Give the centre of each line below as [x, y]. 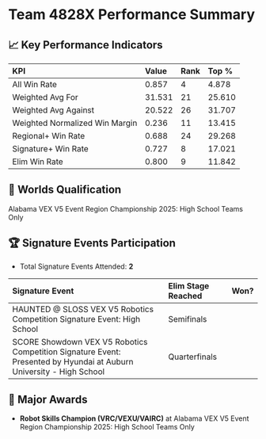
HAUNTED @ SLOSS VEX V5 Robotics [83, 309]
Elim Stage [189, 285]
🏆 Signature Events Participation [92, 243]
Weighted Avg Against [53, 110]
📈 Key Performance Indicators [86, 45]
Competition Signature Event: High [76, 319]
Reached [185, 296]
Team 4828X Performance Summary [132, 15]
